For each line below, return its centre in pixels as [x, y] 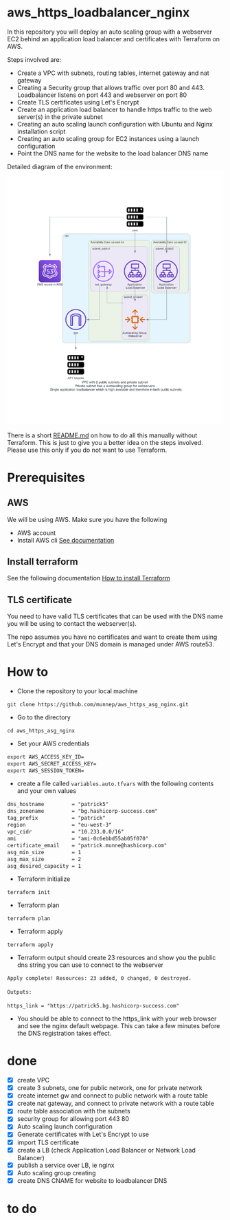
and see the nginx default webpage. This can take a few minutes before [118, 1026]
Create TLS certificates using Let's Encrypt [78, 102]
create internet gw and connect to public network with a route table [112, 1096]
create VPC [33, 1080]
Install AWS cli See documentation [66, 540]
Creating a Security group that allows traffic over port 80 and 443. [111, 87]
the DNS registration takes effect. [64, 1034]
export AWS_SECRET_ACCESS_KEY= [52, 764]
